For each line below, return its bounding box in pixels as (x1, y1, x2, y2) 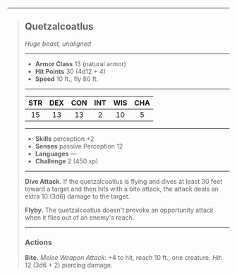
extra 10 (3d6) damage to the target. (24, 192, 130, 201)
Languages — (35, 149, 78, 158)
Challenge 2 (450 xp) (35, 156, 99, 165)
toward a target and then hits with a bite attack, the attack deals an (24, 184, 219, 193)
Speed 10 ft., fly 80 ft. (35, 75, 99, 83)
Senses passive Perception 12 (35, 142, 123, 150)
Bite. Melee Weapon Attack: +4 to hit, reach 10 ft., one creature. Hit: (24, 253, 223, 262)
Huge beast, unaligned (24, 39, 92, 48)
